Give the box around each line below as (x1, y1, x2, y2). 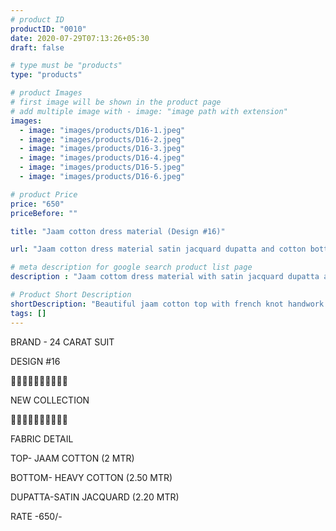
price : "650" (10, 199, 65, 209)
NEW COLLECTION (10, 394, 90, 406)
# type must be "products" (10, 61, 123, 71)
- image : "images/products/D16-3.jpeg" (19, 144, 186, 154)
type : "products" (10, 70, 83, 80)
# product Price (10, 189, 78, 200)
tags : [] (10, 308, 47, 318)
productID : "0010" (10, 24, 87, 34)
